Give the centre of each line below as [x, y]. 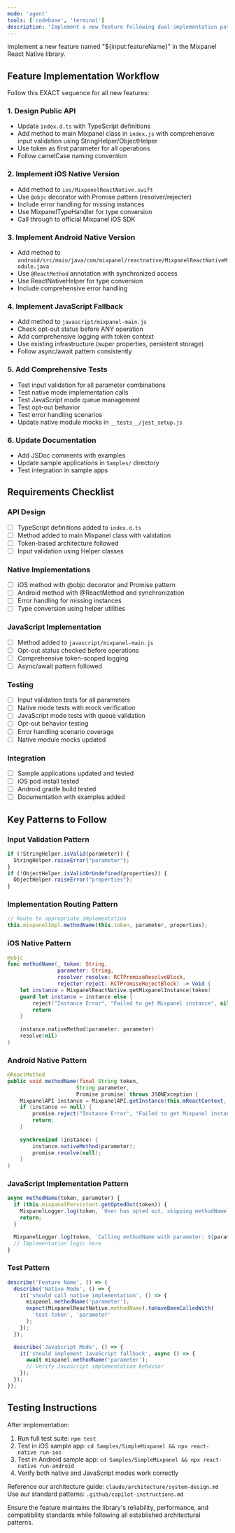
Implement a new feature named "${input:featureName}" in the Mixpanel [112, 47]
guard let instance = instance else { [76, 997]
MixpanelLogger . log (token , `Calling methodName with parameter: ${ [114, 1237]
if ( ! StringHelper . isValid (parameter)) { [69, 854]
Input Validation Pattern [48, 839]
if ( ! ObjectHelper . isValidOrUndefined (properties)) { [87, 873]
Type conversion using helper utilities [71, 609]
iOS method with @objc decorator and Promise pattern [97, 585]
